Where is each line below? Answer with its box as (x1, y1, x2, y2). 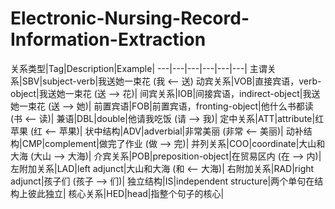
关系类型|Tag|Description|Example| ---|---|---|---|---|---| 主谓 (10, 62, 268, 74)
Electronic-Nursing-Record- (10, 7, 250, 30)
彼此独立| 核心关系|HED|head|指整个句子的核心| (27, 187, 225, 199)
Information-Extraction (10, 28, 207, 51)
